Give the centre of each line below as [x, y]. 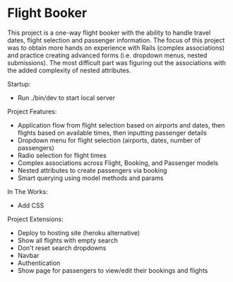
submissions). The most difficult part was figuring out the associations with [117, 62]
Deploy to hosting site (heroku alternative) [79, 232]
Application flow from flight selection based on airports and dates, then [121, 125]
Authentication [39, 263]
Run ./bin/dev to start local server [66, 98]
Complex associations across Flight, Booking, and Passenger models [118, 163]
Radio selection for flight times [62, 155]
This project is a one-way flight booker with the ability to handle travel [109, 33]
